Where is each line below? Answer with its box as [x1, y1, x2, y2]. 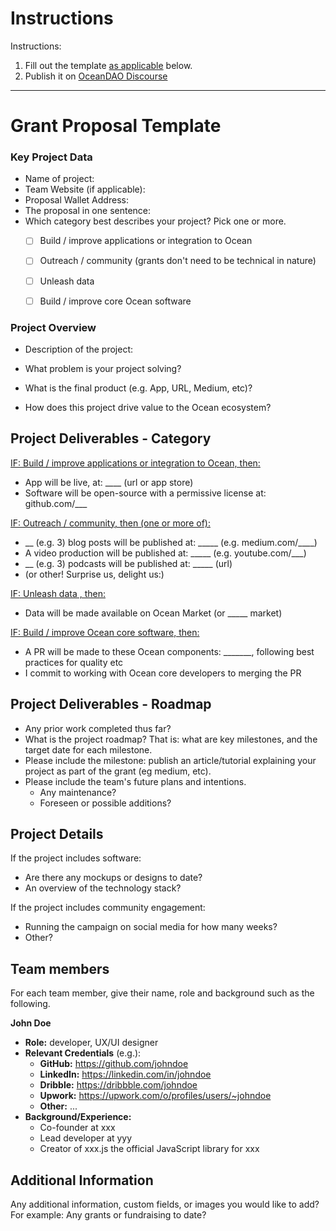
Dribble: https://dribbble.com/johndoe [39, 1079, 198, 1091]
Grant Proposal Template [10, 115, 222, 137]
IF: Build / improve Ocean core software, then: [10, 626, 200, 638]
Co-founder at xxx [39, 1122, 116, 1134]
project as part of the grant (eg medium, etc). [24, 765, 212, 777]
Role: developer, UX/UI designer [24, 1037, 159, 1049]
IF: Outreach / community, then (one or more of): [10, 517, 211, 529]
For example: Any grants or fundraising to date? [10, 1209, 207, 1221]
